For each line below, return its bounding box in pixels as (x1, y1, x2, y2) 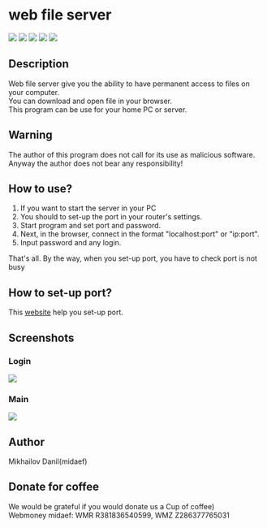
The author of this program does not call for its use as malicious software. (8, 149, 256, 159)
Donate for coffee (8, 480, 100, 494)
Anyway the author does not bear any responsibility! (8, 158, 183, 168)
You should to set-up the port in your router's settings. (19, 212, 203, 222)
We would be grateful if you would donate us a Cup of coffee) (8, 501, 215, 511)
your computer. (8, 87, 60, 97)
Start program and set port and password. (19, 221, 161, 231)
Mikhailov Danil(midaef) (8, 457, 88, 466)
